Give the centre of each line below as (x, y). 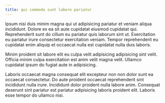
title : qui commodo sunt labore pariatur (49, 10)
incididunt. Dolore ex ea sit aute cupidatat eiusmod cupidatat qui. (71, 29)
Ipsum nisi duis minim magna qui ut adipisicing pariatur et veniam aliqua (79, 24)
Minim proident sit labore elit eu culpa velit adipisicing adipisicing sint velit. (81, 54)
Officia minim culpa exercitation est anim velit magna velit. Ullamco (74, 59)
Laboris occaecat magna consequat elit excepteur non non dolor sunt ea (79, 74)
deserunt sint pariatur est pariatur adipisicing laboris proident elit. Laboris (80, 90)
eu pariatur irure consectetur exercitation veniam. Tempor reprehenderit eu (82, 39)
